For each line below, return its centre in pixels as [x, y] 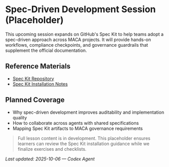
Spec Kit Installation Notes [40, 84]
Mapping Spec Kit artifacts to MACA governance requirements [78, 128]
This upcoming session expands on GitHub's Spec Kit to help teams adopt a [85, 34]
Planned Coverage [35, 100]
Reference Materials [38, 66]
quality [20, 117]
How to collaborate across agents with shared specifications [76, 123]
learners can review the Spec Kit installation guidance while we [83, 144]
